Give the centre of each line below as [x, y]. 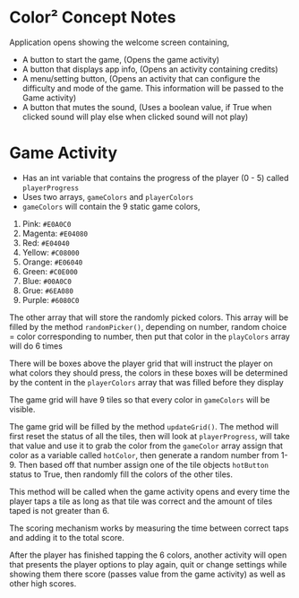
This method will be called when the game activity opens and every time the [150, 491]
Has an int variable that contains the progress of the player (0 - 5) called [155, 178]
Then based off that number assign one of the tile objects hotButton [144, 464]
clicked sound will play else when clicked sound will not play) [135, 117]
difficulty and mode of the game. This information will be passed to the [153, 88]
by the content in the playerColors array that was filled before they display [146, 382]
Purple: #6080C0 [51, 299]
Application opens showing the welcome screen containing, [120, 42]
